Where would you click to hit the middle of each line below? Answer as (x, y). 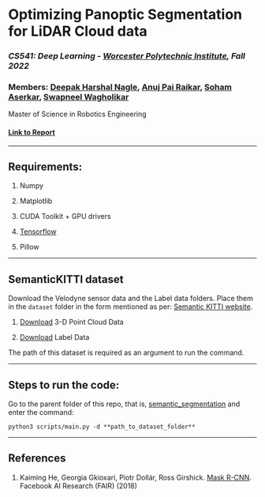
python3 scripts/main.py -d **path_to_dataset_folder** (102, 427)
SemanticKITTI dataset (66, 279)
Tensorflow (38, 232)
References (37, 459)
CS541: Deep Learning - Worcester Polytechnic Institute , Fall (127, 56)
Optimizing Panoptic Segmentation (125, 15)
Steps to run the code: (64, 385)
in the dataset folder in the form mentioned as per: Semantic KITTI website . (131, 307)
